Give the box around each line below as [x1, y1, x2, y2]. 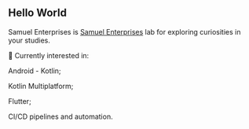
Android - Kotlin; [8, 66, 61, 76]
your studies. [8, 35, 51, 45]
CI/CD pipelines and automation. [8, 112, 113, 121]
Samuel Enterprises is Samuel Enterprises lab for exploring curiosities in [8, 27, 241, 36]
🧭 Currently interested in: [8, 50, 90, 60]
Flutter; [8, 96, 31, 105]
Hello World [8, 6, 67, 20]
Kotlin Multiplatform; [8, 81, 74, 90]
